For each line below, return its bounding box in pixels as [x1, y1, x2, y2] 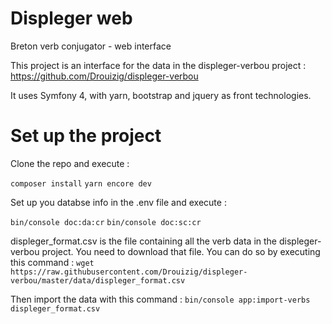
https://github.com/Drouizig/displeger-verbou [10, 70, 199, 82]
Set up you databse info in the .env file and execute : [10, 196, 227, 208]
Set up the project [10, 125, 162, 147]
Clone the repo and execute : [10, 157, 130, 169]
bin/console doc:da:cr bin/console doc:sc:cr [10, 217, 202, 227]
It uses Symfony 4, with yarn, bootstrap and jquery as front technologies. [10, 89, 312, 101]
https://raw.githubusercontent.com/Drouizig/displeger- [10, 267, 248, 277]
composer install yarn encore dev [10, 178, 152, 189]
